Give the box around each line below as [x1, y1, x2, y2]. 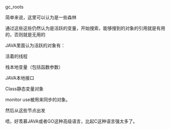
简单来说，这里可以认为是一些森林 [5, 14, 77, 20]
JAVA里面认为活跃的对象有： [5, 42, 65, 48]
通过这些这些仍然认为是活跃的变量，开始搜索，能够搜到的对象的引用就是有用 [5, 25, 165, 31]
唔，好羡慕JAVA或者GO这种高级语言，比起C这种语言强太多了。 [5, 118, 138, 124]
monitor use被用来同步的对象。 [5, 96, 71, 102]
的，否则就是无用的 [5, 32, 46, 37]
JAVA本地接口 [5, 75, 35, 81]
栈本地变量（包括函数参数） [5, 64, 63, 70]
